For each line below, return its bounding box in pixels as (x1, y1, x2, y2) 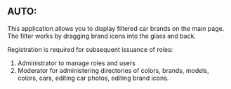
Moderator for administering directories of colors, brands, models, (17, 66, 209, 74)
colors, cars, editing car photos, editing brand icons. (17, 74, 169, 82)
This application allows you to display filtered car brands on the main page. (7, 24, 225, 32)
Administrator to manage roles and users (17, 59, 136, 67)
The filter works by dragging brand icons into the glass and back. (7, 32, 197, 40)
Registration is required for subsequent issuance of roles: (7, 45, 173, 53)
